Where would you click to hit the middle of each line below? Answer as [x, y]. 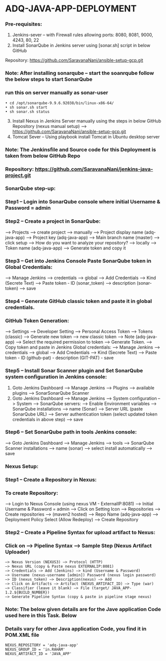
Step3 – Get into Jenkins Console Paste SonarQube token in [78, 261]
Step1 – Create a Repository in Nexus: [51, 480]
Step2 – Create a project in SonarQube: [53, 221]
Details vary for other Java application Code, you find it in [76, 629]
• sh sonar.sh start [27, 107]
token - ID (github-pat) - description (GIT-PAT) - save [59, 358]
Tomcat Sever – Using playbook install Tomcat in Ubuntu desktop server [86, 136]
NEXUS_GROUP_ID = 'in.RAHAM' [35, 650]
